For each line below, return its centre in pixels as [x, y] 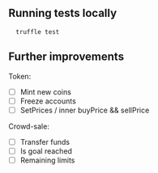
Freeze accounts [48, 101]
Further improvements [66, 57]
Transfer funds [45, 141]
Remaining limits [47, 160]
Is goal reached [46, 151]
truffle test [38, 32]
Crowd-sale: [29, 126]
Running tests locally [63, 13]
